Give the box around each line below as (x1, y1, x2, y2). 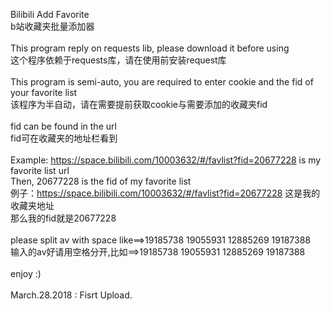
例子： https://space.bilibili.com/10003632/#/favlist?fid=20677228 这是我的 (10, 187, 321, 199)
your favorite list (10, 87, 78, 98)
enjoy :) (10, 268, 42, 279)
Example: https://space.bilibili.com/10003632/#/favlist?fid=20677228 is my (10, 154, 322, 166)
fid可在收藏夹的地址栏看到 (10, 132, 118, 144)
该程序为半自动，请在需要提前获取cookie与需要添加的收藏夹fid (10, 99, 268, 110)
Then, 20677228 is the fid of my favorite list (10, 175, 192, 187)
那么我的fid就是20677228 (10, 212, 117, 224)
